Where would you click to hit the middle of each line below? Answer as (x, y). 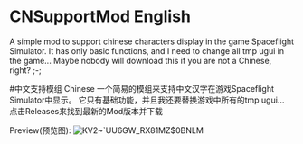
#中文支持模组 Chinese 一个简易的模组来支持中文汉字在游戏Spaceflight (142, 88)
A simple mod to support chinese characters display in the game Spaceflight (152, 41)
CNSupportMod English (100, 17)
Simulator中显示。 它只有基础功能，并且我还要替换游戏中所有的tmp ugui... (147, 100)
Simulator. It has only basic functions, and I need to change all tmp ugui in (147, 50)
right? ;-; (26, 70)
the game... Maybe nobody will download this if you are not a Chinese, (141, 60)
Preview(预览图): (40, 130)
